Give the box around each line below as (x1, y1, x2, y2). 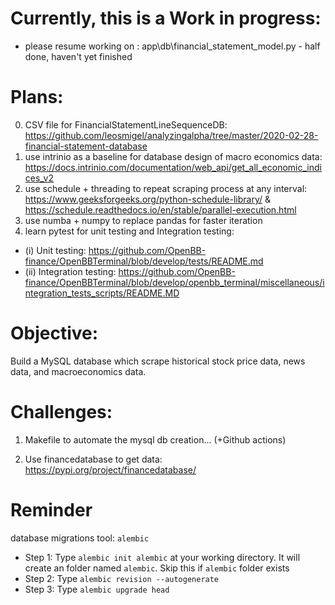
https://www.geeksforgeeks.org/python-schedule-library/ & (24, 193, 272, 205)
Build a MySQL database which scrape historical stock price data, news (10, 355, 306, 367)
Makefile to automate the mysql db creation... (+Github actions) (24, 433, 287, 446)
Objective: (10, 322, 99, 345)
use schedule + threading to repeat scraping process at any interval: (24, 182, 308, 194)
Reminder (10, 498, 93, 521)
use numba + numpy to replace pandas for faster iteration (24, 214, 263, 226)
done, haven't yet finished (24, 50, 133, 62)
